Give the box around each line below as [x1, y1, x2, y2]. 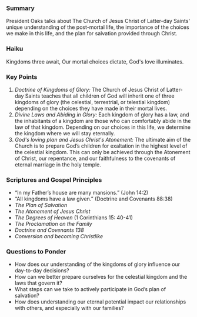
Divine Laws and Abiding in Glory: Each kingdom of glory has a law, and [14, 111, 189, 118]
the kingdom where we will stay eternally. [14, 129, 115, 136]
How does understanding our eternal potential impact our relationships [14, 298, 186, 305]
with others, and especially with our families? [14, 305, 124, 312]
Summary [6, 4, 35, 12]
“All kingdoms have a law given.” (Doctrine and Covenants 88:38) [14, 195, 173, 202]
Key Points [6, 72, 38, 81]
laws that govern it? [14, 279, 63, 286]
